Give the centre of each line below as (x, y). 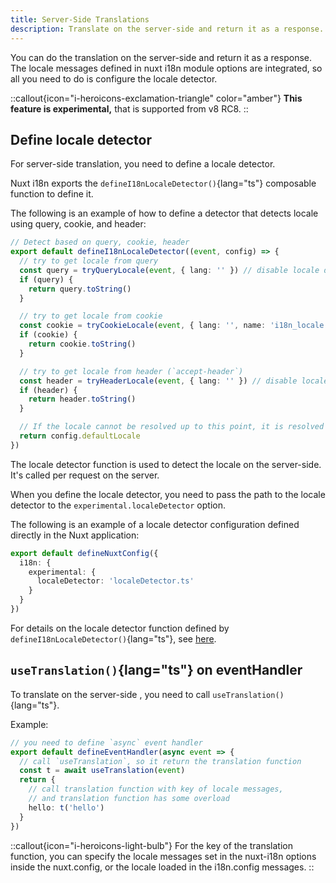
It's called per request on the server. (85, 475)
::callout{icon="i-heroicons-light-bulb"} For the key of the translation (151, 845)
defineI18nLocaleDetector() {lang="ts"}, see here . (113, 638)
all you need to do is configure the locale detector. (114, 78)
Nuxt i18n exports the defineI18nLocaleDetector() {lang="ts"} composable (163, 183)
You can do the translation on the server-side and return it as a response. (161, 57)
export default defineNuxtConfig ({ (84, 553)
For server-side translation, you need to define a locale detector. (143, 164)
